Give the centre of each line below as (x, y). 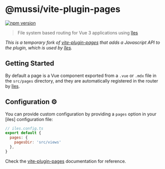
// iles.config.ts (24, 128)
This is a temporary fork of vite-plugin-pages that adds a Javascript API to (82, 42)
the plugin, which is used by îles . (39, 47)
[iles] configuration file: (29, 119)
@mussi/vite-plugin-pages (63, 9)
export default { (23, 133)
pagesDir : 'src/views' (38, 142)
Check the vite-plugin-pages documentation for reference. (66, 161)
